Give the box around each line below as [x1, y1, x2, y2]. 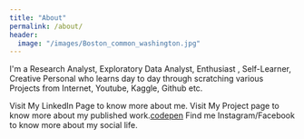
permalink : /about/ [9, 22, 83, 31]
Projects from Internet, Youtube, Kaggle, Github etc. [9, 83, 203, 94]
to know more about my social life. [9, 120, 138, 131]
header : [9, 30, 39, 39]
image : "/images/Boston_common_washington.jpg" [17, 38, 201, 48]
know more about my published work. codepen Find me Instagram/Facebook [9, 110, 295, 121]
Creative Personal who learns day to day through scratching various [9, 74, 264, 84]
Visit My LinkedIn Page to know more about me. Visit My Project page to [9, 101, 279, 112]
